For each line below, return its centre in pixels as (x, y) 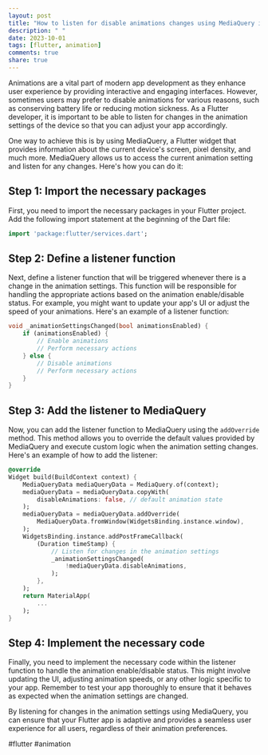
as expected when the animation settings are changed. (99, 696)
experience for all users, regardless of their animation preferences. (118, 729)
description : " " (37, 30)
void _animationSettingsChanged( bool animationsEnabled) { (108, 326)
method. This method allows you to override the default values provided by (132, 438)
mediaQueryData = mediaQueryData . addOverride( (101, 514)
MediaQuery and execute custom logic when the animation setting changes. (134, 447)
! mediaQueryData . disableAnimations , (126, 566)
